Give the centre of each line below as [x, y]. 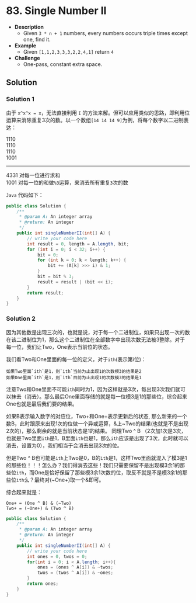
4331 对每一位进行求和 [33, 175]
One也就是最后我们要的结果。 [42, 404]
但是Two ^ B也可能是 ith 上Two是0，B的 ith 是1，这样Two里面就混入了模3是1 [97, 458]
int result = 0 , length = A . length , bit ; [78, 244]
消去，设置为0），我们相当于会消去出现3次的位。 [64, 445]
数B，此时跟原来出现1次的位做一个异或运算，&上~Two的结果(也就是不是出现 [97, 423]
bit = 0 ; [48, 255]
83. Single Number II [56, 11]
